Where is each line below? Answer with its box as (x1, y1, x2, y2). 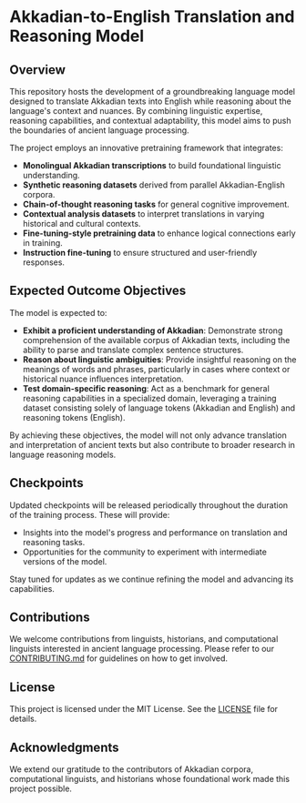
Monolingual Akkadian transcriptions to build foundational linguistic (22, 160, 281, 170)
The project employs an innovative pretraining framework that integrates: (9, 143, 284, 153)
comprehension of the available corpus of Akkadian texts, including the (22, 334, 291, 345)
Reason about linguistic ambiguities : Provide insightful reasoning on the (22, 353, 297, 365)
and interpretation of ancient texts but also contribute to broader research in (9, 439, 296, 450)
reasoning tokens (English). (22, 412, 126, 422)
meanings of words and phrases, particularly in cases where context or (22, 363, 291, 374)
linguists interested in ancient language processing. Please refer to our (9, 644, 275, 655)
